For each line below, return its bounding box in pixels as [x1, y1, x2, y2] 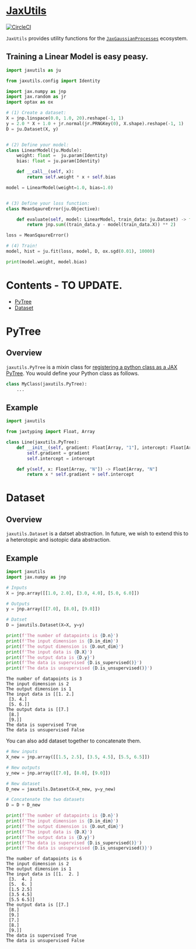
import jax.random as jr [6, 94, 66, 100]
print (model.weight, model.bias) [6, 259, 87, 264]
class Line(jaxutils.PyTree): [6, 439, 80, 445]
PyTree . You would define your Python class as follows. [6, 370, 139, 377]
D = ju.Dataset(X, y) [6, 126, 59, 132]
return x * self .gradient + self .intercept [27, 472, 134, 477]
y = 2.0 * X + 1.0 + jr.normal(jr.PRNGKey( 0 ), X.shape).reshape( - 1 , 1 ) [6, 121, 184, 126]
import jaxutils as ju [6, 67, 61, 73]
